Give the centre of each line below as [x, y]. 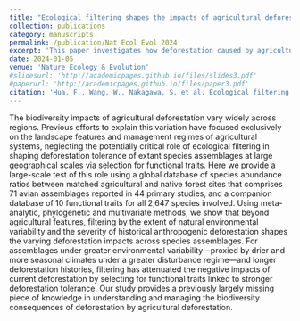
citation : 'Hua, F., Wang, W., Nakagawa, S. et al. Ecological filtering [150, 92]
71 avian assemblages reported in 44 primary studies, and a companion [141, 193]
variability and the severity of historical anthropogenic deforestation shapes [149, 231]
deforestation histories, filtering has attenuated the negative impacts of [140, 269]
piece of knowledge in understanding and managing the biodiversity [135, 297]
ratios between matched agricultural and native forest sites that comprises [146, 184]
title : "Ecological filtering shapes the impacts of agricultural [135, 17]
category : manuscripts [51, 34]
